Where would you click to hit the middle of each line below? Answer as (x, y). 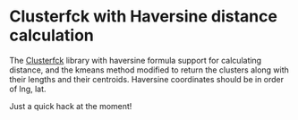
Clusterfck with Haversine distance (143, 17)
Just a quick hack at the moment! (71, 106)
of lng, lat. (28, 89)
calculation (51, 35)
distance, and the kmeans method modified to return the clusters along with (149, 70)
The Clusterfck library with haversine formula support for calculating (136, 60)
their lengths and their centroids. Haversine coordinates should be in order (147, 79)
